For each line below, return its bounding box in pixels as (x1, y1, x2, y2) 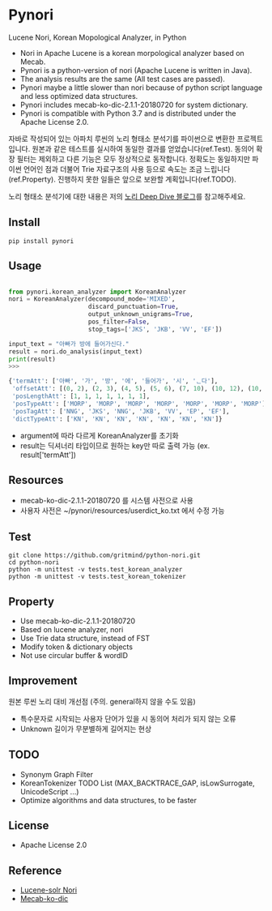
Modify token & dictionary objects (19, 642, 134, 652)
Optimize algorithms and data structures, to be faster (19, 795, 197, 805)
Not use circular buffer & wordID (19, 651, 128, 660)
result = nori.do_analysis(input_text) (8, 347, 143, 356)
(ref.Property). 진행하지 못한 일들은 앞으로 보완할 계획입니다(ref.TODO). (8, 174, 236, 184)
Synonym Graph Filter (19, 769, 93, 779)
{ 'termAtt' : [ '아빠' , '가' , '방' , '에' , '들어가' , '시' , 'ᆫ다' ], (8, 377, 219, 386)
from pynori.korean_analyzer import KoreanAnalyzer (8, 288, 186, 296)
